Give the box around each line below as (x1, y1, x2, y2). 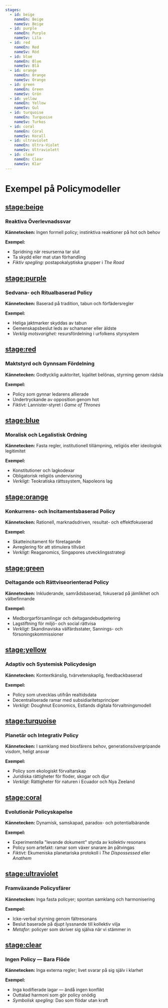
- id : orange (10, 68, 37, 73)
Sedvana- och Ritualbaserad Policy (5, 289, 93, 296)
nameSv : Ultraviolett (14, 148, 59, 153)
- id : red (10, 40, 30, 45)
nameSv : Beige (14, 21, 44, 27)
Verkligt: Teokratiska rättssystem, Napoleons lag (12, 478, 113, 484)
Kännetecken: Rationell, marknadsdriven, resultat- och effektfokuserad (5, 519, 153, 525)
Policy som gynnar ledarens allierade (12, 391, 89, 397)
